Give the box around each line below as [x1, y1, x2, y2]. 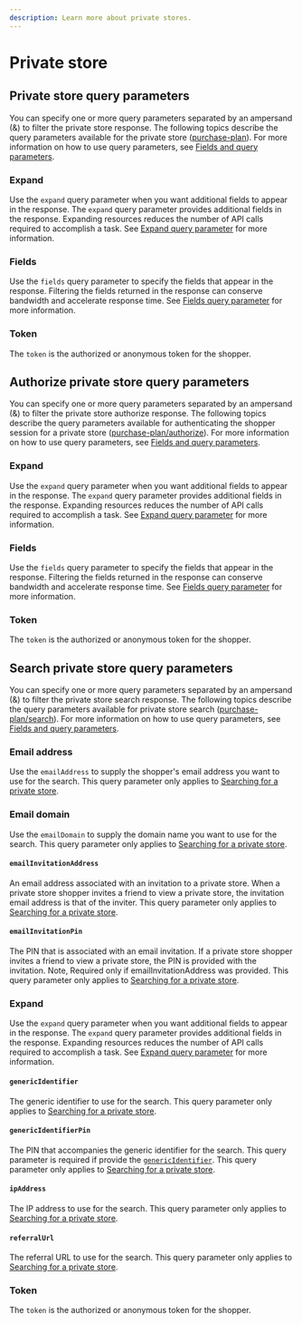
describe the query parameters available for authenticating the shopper [9, 418, 276, 429]
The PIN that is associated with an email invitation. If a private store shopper [9, 946, 293, 957]
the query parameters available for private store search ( [9, 704, 220, 715]
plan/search [9, 714, 54, 725]
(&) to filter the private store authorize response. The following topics [9, 408, 267, 419]
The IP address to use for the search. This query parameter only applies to [9, 1202, 288, 1213]
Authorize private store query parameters [9, 374, 250, 390]
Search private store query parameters [9, 660, 233, 676]
